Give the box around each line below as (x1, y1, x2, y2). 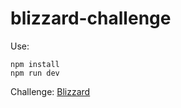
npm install (10, 59, 60, 69)
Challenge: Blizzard (10, 85, 91, 97)
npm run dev (10, 68, 60, 78)
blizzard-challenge (10, 7, 172, 30)
